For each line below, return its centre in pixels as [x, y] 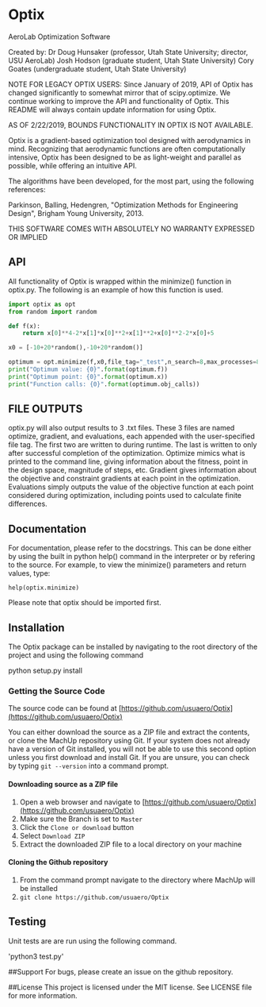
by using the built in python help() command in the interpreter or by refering [132, 557]
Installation [36, 628]
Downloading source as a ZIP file [63, 784]
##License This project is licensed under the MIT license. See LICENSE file [130, 987]
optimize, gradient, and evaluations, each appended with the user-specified [132, 436]
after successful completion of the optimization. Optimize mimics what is [127, 453]
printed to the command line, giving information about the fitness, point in [128, 461]
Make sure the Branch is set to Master [81, 819]
